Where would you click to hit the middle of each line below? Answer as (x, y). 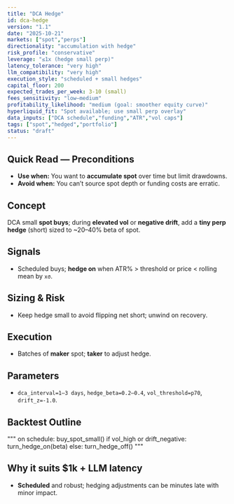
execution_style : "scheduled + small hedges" (75, 79)
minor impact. (37, 492)
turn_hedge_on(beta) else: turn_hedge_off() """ (75, 447)
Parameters (33, 376)
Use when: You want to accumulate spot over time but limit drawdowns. (122, 176)
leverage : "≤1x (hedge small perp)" (61, 59)
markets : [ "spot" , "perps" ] (47, 40)
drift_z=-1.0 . (37, 400)
